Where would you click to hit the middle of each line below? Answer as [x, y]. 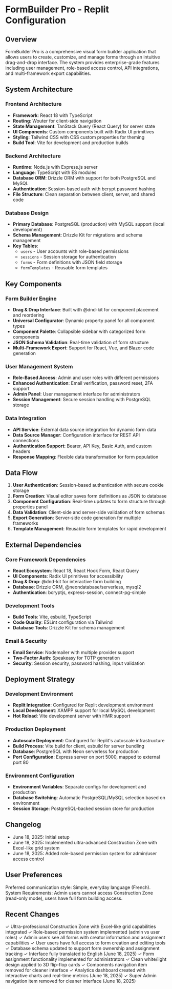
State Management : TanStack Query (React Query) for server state [84, 126]
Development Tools [30, 605]
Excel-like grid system [36, 848]
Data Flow [21, 473]
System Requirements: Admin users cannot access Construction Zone [79, 893]
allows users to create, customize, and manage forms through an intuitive [83, 57]
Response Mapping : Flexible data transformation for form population [85, 457]
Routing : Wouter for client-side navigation [57, 121]
